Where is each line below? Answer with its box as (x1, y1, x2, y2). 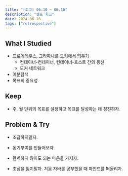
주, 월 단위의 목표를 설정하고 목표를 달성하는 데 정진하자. (12, 106, 121, 111)
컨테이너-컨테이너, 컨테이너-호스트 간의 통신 (19, 59, 105, 65)
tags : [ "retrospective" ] (5, 21, 56, 26)
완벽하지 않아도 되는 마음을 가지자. (12, 155, 79, 161)
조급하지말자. (12, 134, 38, 140)
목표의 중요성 (12, 77, 38, 84)
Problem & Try (5, 120, 50, 129)
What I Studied (5, 39, 52, 47)
